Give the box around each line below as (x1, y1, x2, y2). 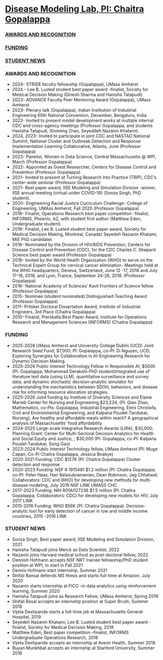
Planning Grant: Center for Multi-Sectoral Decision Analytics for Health (12, 430, 154, 436)
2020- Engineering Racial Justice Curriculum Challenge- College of (12, 201, 148, 206)
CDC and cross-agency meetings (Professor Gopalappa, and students (12, 123, 153, 128)
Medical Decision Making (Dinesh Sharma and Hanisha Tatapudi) (12, 92, 143, 98)
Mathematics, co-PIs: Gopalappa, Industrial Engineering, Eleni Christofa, (12, 404, 157, 410)
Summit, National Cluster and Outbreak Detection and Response (12, 138, 141, 144)
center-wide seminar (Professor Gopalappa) (12, 180, 101, 185)
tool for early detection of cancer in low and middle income (29, 508, 148, 514)
